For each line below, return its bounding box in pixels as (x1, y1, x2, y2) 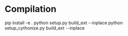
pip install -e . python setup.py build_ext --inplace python (4, 20, 123, 26)
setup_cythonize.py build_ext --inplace (4, 25, 85, 31)
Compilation (4, 3, 56, 15)
